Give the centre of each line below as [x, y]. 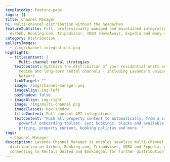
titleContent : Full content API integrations [63, 114]
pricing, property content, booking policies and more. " [81, 128]
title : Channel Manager [30, 19]
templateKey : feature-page [34, 10]
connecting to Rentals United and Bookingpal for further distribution [87, 152]
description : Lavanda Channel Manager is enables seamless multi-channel [85, 142]
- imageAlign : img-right [36, 100]
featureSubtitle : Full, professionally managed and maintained [73, 29]
